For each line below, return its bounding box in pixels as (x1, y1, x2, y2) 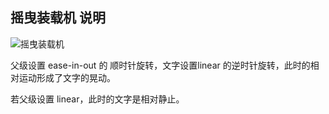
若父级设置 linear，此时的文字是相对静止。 (10, 93, 185, 105)
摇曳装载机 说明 (10, 9, 106, 27)
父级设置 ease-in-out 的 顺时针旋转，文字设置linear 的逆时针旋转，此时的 (10, 59, 311, 71)
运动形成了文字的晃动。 (18, 71, 116, 83)
